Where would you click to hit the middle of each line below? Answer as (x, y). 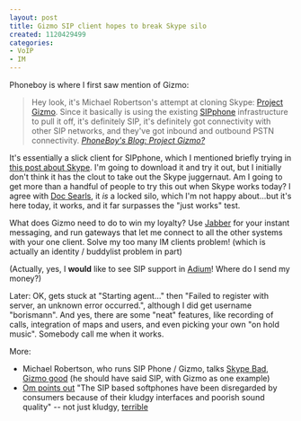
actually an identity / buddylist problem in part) (96, 251)
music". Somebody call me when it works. (87, 334)
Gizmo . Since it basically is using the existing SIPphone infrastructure (160, 112)
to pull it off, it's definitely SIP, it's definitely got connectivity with (151, 121)
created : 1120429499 (48, 34)
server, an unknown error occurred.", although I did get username (131, 305)
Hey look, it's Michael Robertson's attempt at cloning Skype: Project (157, 102)
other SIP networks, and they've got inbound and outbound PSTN (153, 131)
